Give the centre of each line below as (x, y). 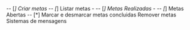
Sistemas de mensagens (37, 21)
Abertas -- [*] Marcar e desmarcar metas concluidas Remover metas (91, 15)
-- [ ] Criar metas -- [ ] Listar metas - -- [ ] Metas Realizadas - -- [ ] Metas (95, 9)
